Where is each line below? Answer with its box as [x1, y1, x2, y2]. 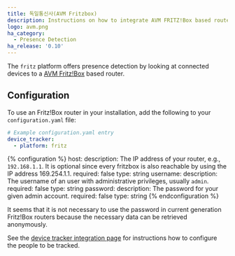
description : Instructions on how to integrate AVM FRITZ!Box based [7, 17, 211, 24]
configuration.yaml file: [7, 115, 76, 124]
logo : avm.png [7, 23, 49, 30]
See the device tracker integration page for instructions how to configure [7, 234, 218, 242]
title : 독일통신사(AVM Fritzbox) [7, 10, 98, 17]
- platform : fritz [13, 142, 68, 149]
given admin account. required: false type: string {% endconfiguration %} [7, 192, 219, 200]
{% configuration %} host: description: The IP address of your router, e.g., [7, 155, 221, 163]
